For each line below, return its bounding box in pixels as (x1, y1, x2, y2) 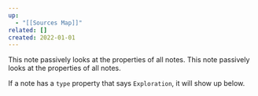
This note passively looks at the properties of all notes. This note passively (8, 55, 250, 65)
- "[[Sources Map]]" (15, 19, 83, 27)
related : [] (8, 26, 47, 34)
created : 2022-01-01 (8, 33, 76, 42)
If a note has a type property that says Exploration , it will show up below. (8, 79, 245, 88)
